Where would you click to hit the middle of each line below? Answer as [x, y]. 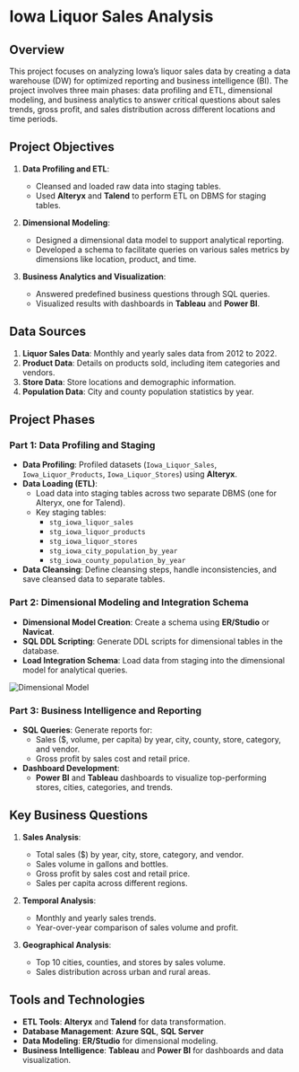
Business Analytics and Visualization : [94, 277]
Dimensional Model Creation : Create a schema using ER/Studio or [146, 622]
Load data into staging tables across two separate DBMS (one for [156, 493]
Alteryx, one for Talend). [80, 503]
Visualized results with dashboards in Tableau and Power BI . [148, 303]
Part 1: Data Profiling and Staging [82, 444]
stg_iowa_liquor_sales [91, 523]
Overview [37, 50]
